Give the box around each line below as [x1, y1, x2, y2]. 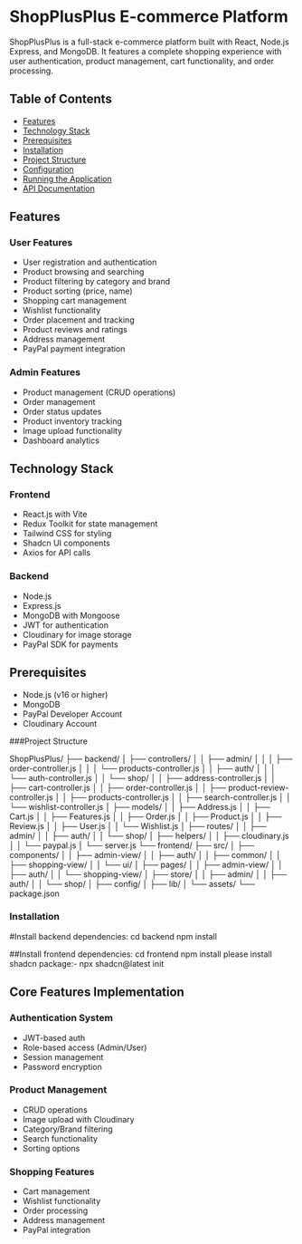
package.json [9, 888, 61, 899]
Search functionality [22, 1133, 98, 1143]
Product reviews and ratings [22, 324, 128, 335]
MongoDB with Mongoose [22, 610, 120, 621]
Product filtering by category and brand [22, 276, 171, 287]
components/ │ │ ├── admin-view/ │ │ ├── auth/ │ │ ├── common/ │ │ [9, 849, 282, 860]
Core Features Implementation [9, 985, 185, 1000]
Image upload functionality [22, 425, 123, 436]
